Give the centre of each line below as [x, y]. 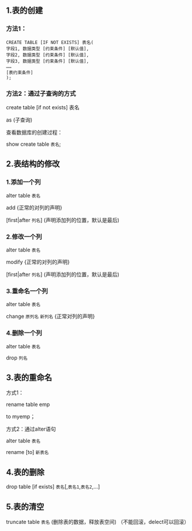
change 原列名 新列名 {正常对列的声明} [51, 317]
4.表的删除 [25, 472]
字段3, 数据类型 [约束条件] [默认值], [48, 61]
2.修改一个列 [24, 237]
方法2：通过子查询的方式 [41, 93]
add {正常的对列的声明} [34, 207]
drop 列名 [17, 358]
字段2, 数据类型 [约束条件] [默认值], [48, 55]
